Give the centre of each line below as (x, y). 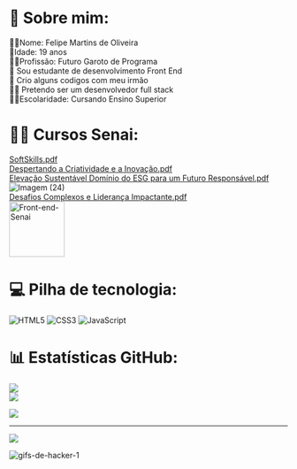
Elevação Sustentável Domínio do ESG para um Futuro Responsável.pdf (139, 178)
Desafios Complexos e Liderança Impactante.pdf (98, 196)
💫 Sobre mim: (59, 18)
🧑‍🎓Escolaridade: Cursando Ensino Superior (88, 99)
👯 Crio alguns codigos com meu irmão (79, 80)
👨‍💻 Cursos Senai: (74, 135)
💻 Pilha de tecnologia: (93, 290)
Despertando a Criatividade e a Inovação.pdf (91, 168)
